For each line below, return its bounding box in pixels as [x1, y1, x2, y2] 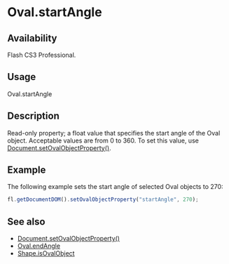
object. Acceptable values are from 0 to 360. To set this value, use [7, 136, 200, 145]
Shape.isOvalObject [17, 249, 75, 258]
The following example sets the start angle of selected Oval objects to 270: [7, 183, 223, 191]
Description [7, 110, 60, 122]
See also [7, 216, 46, 227]
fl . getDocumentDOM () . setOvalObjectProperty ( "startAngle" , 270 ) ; [7, 196, 199, 204]
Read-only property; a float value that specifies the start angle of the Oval [7, 128, 221, 137]
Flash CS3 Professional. [7, 51, 76, 59]
